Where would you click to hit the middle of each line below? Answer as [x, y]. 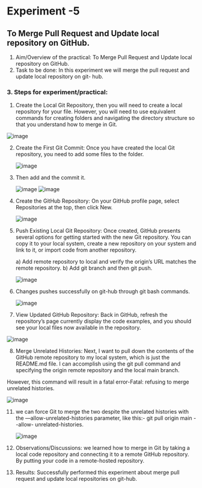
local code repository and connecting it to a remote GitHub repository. [102, 454]
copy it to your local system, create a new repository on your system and [106, 244]
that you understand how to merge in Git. [66, 124]
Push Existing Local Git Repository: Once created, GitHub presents [98, 231]
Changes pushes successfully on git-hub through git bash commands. [103, 291]
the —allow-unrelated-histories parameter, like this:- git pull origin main [104, 418]
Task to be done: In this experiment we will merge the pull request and [103, 70]
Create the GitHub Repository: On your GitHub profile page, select [97, 201]
